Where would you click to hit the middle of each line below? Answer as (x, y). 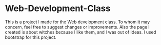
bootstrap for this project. (31, 37)
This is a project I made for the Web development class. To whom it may (78, 22)
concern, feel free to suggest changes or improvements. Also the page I (77, 27)
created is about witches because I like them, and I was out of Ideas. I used (81, 32)
